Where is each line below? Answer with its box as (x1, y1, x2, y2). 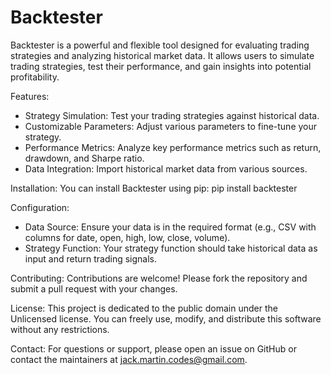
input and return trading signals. (24, 252, 158, 265)
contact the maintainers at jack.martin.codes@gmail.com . (10, 353, 248, 365)
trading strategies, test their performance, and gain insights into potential (10, 60, 312, 72)
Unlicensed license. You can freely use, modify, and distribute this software (10, 312, 322, 325)
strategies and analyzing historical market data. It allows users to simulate (10, 49, 315, 61)
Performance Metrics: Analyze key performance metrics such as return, (24, 141, 322, 153)
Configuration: (10, 201, 70, 213)
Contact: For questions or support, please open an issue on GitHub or (10, 342, 297, 355)
